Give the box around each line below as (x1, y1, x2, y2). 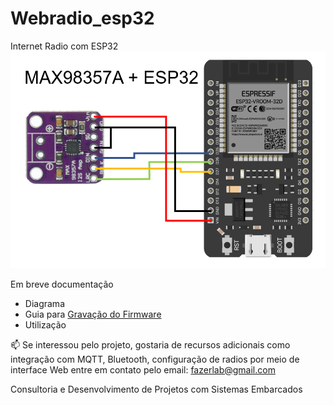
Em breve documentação (10, 278, 114, 290)
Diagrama (24, 297, 65, 309)
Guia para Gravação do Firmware (24, 308, 162, 320)
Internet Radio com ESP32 (10, 40, 119, 52)
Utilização (24, 318, 67, 331)
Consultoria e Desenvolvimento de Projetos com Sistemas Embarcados (10, 383, 303, 395)
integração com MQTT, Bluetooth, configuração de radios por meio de (10, 353, 300, 365)
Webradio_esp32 (10, 7, 155, 30)
